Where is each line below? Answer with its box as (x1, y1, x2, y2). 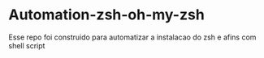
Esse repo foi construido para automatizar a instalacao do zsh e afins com (8, 32, 257, 42)
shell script (8, 40, 45, 50)
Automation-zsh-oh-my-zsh (8, 6, 205, 24)
